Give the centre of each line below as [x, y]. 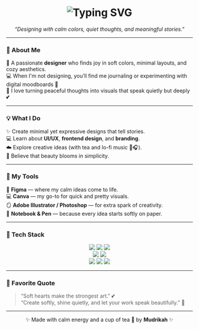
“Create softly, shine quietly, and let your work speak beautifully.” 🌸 [103, 303]
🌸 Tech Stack [25, 234]
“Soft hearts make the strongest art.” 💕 [68, 296]
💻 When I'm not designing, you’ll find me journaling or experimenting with [97, 76]
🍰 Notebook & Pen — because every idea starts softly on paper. [84, 213]
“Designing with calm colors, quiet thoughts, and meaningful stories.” [99, 29]
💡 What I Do [23, 119]
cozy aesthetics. [26, 69]
